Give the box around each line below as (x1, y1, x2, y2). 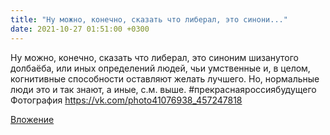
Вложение (10, 113, 55, 125)
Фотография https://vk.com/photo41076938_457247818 (10, 94, 243, 106)
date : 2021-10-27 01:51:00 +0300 (10, 24, 150, 34)
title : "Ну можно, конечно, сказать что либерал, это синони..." (10, 14, 288, 25)
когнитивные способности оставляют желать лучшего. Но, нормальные (10, 72, 320, 85)
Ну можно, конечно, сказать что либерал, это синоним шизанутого (10, 51, 299, 63)
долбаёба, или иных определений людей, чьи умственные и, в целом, (10, 62, 311, 74)
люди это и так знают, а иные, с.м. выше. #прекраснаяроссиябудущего (10, 83, 317, 95)
